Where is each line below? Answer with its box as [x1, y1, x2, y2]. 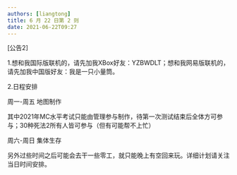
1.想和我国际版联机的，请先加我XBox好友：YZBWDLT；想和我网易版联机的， [7, 59, 230, 67]
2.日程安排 [7, 83, 38, 91]
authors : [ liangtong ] [7, 10, 71, 18]
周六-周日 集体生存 [7, 136, 62, 145]
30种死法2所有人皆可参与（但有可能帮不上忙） [19, 121, 155, 130]
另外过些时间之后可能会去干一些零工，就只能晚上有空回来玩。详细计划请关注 [7, 151, 230, 159]
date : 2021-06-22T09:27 [7, 23, 78, 30]
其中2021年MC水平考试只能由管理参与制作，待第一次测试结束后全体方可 [7, 112, 217, 121]
